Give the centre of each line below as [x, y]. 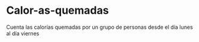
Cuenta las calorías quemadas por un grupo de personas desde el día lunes [99, 27]
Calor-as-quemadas [58, 10]
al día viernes [23, 33]
